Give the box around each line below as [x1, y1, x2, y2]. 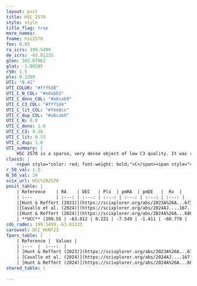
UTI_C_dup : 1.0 [6, 139, 43, 146]
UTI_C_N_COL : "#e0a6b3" [6, 90, 64, 96]
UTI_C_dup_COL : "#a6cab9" [6, 112, 69, 118]
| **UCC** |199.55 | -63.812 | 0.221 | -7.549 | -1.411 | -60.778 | [16, 216, 188, 222]
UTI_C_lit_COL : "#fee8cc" [6, 107, 69, 113]
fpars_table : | [6, 233, 43, 238]
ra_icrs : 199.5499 [6, 47, 51, 53]
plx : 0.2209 [6, 74, 35, 80]
